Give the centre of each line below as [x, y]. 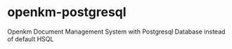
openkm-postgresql [67, 12]
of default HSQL [31, 38]
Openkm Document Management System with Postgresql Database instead [116, 31]
